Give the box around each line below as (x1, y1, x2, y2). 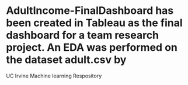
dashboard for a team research (6, 29, 159, 42)
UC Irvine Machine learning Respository (6, 72, 102, 79)
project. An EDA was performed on (6, 41, 178, 54)
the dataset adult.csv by (6, 53, 127, 66)
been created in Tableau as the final (6, 16, 183, 29)
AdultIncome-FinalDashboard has (6, 4, 174, 17)
